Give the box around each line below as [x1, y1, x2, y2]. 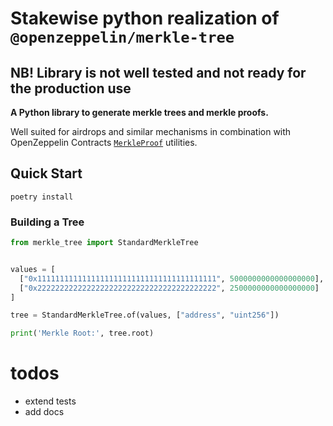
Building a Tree [10, 215, 85, 229]
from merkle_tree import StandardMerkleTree [10, 238, 199, 248]
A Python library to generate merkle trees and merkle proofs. [10, 107, 269, 118]
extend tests [24, 395, 77, 407]
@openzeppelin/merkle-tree [10, 28, 235, 47]
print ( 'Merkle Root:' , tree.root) [10, 328, 155, 339]
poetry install [10, 192, 74, 202]
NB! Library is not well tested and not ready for [10, 64, 307, 81]
